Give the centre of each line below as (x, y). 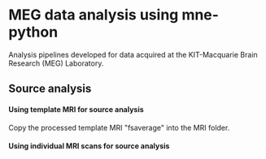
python (33, 32)
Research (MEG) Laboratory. (56, 63)
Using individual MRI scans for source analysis (89, 146)
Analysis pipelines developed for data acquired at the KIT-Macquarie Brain (133, 54)
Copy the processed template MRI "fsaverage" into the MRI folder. (119, 127)
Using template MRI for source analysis (76, 109)
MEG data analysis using (94, 15)
